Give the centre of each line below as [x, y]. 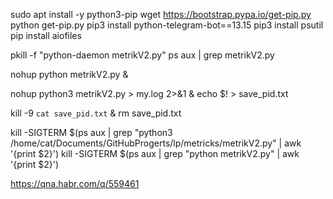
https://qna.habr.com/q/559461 [75, 183]
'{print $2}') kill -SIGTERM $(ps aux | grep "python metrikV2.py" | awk [155, 153]
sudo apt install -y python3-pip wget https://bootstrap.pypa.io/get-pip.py [161, 14]
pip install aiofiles [46, 35]
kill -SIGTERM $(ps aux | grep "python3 [91, 132]
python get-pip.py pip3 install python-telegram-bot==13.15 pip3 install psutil [167, 25]
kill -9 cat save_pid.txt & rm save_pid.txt [96, 113]
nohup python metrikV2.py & [69, 74]
